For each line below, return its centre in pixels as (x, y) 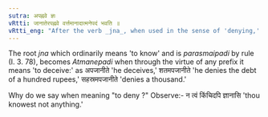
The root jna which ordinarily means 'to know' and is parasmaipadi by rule (131, 54)
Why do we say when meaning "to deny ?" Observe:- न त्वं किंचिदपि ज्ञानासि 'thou (134, 95)
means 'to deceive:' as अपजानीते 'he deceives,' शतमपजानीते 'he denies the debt (132, 71)
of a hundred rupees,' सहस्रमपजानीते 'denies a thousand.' (97, 79)
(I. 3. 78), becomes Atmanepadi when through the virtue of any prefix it (126, 62)
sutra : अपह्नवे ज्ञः (32, 16)
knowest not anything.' (46, 104)
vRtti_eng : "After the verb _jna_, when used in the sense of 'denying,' (134, 30)
